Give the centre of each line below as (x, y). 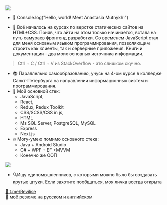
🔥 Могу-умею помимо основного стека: (56, 139)
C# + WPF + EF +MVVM (45, 150)
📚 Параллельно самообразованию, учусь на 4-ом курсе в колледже (87, 73)
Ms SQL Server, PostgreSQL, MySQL (58, 123)
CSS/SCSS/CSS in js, (42, 113)
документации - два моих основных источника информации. (78, 54)
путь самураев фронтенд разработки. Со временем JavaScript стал (86, 38)
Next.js (27, 134)
